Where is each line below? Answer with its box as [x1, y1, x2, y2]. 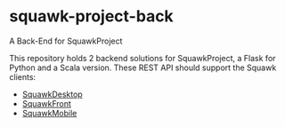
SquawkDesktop [21, 89, 83, 99]
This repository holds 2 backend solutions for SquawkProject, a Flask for [9, 52, 276, 63]
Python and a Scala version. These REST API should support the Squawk [9, 62, 277, 73]
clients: [9, 71, 37, 82]
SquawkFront [21, 98, 71, 108]
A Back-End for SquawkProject [9, 36, 123, 46]
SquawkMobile [21, 107, 77, 118]
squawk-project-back [9, 6, 174, 27]
